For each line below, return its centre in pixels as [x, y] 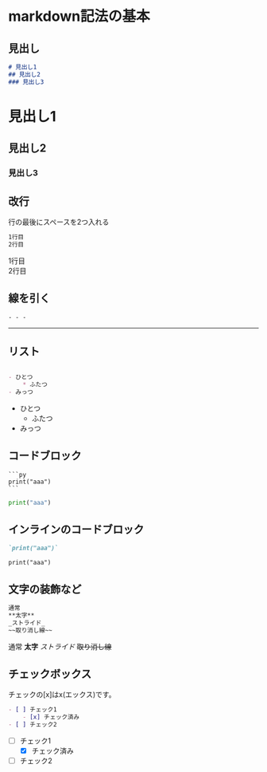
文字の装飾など [45, 589]
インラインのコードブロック [76, 529]
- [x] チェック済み [51, 717]
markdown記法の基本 [79, 16]
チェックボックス [50, 674]
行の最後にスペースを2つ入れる [59, 222]
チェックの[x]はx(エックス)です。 [62, 695]
